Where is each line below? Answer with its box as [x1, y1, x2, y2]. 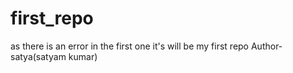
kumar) [68, 50, 98, 62]
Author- [250, 40, 283, 52]
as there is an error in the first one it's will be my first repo [10, 40, 250, 52]
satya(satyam [10, 50, 67, 62]
